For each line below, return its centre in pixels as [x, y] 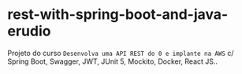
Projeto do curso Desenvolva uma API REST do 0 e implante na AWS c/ [121, 53]
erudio [29, 31]
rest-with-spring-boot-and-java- [118, 15]
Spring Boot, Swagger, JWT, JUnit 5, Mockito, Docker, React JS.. [113, 61]
